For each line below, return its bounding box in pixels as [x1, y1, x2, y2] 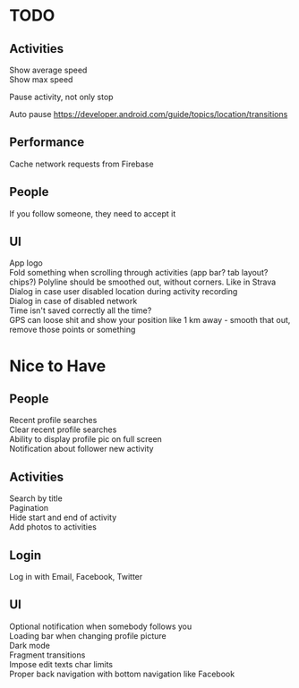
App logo [9, 258, 43, 268]
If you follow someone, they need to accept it [9, 208, 176, 219]
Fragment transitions [9, 650, 86, 660]
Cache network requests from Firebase [9, 158, 154, 169]
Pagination [9, 503, 49, 514]
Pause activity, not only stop [9, 91, 114, 102]
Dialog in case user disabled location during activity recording [9, 286, 238, 297]
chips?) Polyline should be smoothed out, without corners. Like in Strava [9, 276, 277, 287]
